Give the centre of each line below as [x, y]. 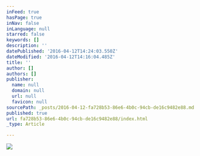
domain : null [28, 91]
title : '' [19, 62]
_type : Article [26, 125]
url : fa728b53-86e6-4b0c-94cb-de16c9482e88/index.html [77, 119]
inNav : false [23, 23]
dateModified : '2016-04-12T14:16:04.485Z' [61, 57]
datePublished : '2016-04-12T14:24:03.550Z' [62, 51]
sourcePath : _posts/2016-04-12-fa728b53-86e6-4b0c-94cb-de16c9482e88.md [100, 107]
